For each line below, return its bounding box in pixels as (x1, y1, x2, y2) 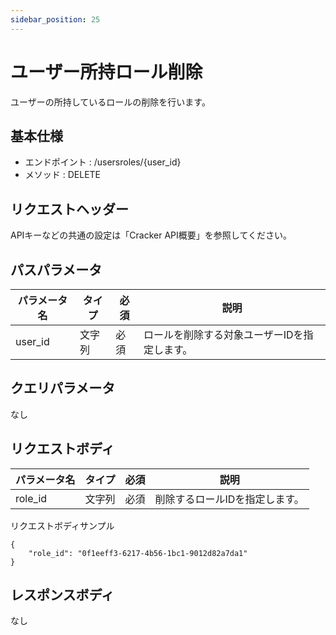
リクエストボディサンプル (10, 519, 115, 531)
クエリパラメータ (10, 380, 116, 397)
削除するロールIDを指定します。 (154, 492, 305, 506)
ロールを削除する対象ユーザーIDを (143, 328, 304, 341)
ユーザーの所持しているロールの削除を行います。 (10, 96, 211, 108)
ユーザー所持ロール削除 (10, 61, 203, 83)
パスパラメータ (10, 261, 103, 278)
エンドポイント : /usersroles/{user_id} (24, 156, 182, 168)
